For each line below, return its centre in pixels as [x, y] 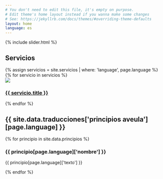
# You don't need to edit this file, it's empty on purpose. [70, 10]
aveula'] [135, 119]
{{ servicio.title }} [27, 93]
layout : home [19, 24]
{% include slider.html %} [31, 42]
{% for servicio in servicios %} [36, 75]
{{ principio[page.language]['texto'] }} [44, 163]
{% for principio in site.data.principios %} [47, 139]
